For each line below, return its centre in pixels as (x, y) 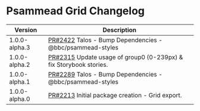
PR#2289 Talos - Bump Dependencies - (105, 74)
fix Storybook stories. (78, 64)
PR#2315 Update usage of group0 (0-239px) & (115, 57)
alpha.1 (20, 82)
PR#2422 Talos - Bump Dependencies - (105, 40)
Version (26, 30)
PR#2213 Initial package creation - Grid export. (115, 95)
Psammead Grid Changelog (75, 11)
